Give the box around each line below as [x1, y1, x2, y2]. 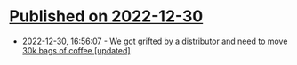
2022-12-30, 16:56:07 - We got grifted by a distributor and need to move [21, 36, 288, 46]
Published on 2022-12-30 [9, 6, 204, 27]
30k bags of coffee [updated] [21, 45, 131, 55]
